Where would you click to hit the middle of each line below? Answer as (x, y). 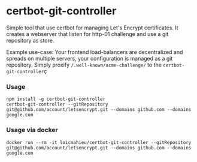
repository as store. (30, 40)
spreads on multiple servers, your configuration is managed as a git (90, 58)
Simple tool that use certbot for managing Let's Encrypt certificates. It (92, 28)
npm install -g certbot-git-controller (56, 99)
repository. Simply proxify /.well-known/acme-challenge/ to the (84, 65)
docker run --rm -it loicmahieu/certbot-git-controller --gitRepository (99, 142)
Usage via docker (32, 130)
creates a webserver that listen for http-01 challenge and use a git (87, 34)
